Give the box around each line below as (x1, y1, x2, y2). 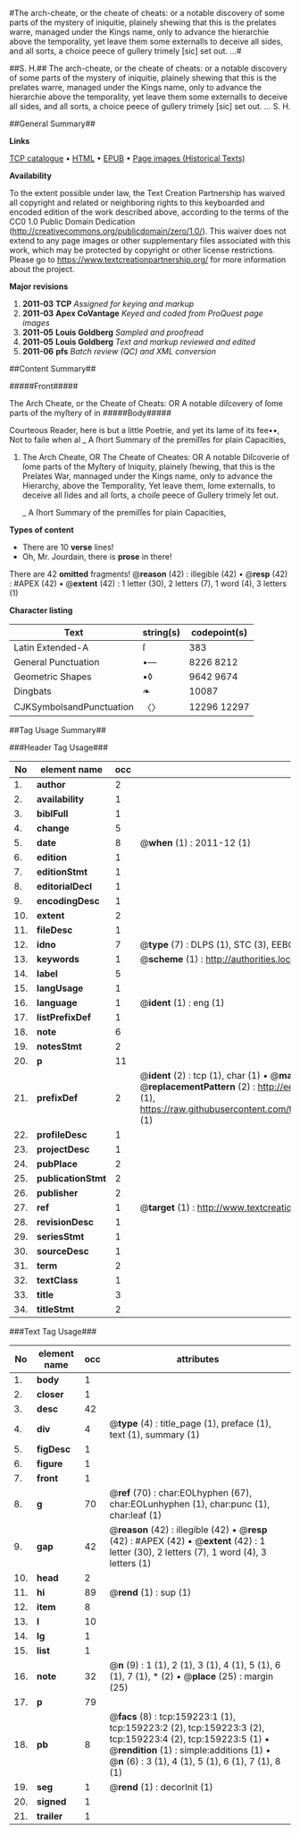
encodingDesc (37, 895, 100, 907)
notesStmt (37, 1040, 82, 1053)
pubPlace (37, 1158, 79, 1170)
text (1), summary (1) (109, 1429, 200, 1440)
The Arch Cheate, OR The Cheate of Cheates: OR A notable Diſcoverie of (21, 452, 290, 462)
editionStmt (37, 866, 87, 878)
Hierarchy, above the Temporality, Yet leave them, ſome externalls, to (21, 481, 276, 490)
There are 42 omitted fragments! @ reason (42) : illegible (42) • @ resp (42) (9, 568, 288, 579)
